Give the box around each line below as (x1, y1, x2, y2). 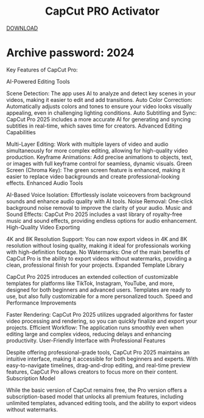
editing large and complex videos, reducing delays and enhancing (6, 330, 172, 337)
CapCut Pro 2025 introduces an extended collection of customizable (6, 273, 178, 280)
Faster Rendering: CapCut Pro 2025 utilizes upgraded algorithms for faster (6, 311, 194, 318)
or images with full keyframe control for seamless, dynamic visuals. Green (6, 160, 192, 167)
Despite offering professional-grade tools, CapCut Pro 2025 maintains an (6, 348, 190, 356)
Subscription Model (6, 374, 56, 382)
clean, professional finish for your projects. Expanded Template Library (6, 261, 185, 268)
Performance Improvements (6, 299, 77, 306)
